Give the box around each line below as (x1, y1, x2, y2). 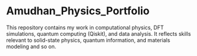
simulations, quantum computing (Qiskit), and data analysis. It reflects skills (6, 30, 192, 37)
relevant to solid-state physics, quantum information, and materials (6, 36, 171, 43)
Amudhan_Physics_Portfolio (6, 4, 150, 18)
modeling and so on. (6, 43, 57, 50)
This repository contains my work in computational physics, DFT (6, 24, 164, 31)
